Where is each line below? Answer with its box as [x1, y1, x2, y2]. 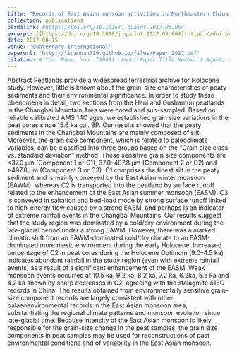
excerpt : [7, 30, 33, 37]
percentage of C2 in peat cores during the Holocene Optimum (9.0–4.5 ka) [7, 248, 224, 256]
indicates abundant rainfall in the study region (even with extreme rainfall [7, 256, 219, 264]
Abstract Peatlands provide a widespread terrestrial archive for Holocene [7, 76, 220, 84]
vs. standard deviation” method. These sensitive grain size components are [7, 151, 226, 159]
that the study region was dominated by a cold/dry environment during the [7, 218, 224, 227]
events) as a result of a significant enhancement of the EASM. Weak [7, 263, 205, 272]
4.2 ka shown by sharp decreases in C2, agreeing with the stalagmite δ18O [7, 278, 225, 287]
